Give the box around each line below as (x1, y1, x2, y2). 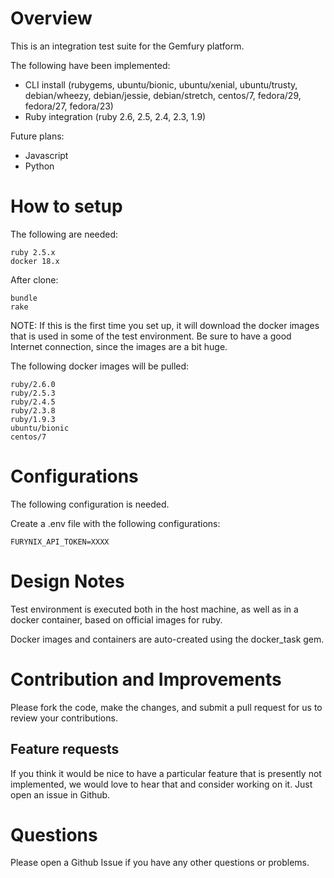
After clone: (10, 273, 59, 286)
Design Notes (10, 570, 125, 592)
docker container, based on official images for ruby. (10, 613, 223, 626)
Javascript (24, 149, 69, 161)
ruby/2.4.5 (10, 397, 56, 407)
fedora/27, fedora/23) (24, 100, 114, 112)
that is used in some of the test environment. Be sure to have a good (10, 330, 292, 342)
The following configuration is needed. (10, 498, 170, 510)
